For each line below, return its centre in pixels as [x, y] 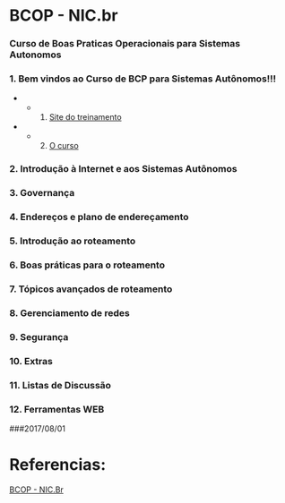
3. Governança [42, 193]
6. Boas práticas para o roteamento [87, 265]
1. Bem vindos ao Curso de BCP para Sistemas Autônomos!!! [143, 79]
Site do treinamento [86, 117]
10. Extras [31, 361]
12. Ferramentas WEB [57, 409]
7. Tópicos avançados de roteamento [91, 289]
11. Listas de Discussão [60, 385]
